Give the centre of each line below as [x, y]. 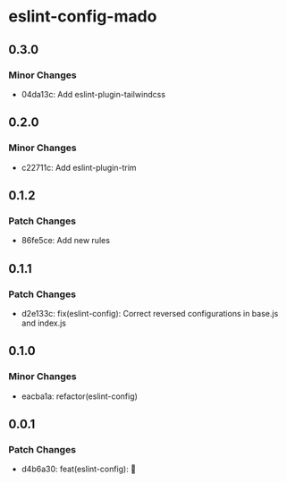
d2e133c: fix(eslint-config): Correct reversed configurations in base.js [150, 313]
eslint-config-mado [83, 17]
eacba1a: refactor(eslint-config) [79, 396]
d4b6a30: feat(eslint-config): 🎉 [78, 469]
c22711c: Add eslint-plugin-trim [79, 167]
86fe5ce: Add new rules [66, 241]
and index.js [43, 323]
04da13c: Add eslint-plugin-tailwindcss [93, 94]
